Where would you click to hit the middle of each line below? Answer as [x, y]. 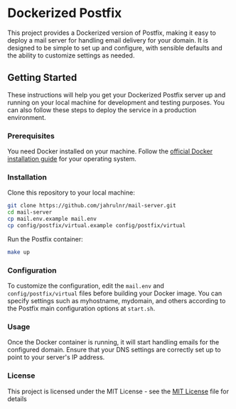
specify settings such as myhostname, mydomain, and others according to [117, 301]
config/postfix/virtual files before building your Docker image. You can [115, 293]
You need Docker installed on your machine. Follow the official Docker [110, 151]
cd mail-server [30, 212]
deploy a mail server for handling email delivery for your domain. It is [108, 40]
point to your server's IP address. [56, 357]
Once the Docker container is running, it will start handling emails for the [113, 342]
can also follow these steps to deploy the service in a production [102, 110]
